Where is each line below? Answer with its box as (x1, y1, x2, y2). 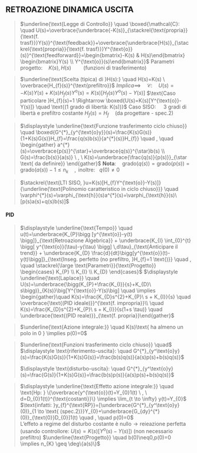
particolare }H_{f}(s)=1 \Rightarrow (19, 97, 104, 104)
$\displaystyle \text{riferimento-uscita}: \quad (19, 348, 132, 355)
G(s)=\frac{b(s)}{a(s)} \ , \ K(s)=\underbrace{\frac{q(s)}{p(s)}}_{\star (19, 154, 187, 161)
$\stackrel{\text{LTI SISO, (19, 179, 82, 186)
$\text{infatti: (19, 402, 52, 409)
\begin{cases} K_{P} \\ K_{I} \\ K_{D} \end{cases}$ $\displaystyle (19, 268, 178, 276)
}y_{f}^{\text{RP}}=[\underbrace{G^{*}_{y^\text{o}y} (53, 402, 180, 409)
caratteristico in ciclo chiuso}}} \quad (87, 185, 179, 192)
